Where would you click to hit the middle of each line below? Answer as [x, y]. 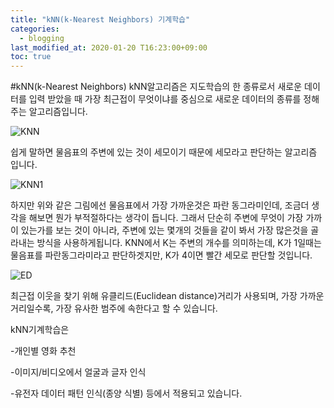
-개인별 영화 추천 [43, 351]
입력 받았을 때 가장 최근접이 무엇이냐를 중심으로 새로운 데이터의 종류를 [165, 99]
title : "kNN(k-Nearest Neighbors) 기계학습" [100, 19]
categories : [35, 29]
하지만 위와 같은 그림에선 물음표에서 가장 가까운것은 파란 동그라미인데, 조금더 [160, 205]
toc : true [31, 57]
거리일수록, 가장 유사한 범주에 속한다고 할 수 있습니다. [114, 308]
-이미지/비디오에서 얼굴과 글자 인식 [78, 372]
